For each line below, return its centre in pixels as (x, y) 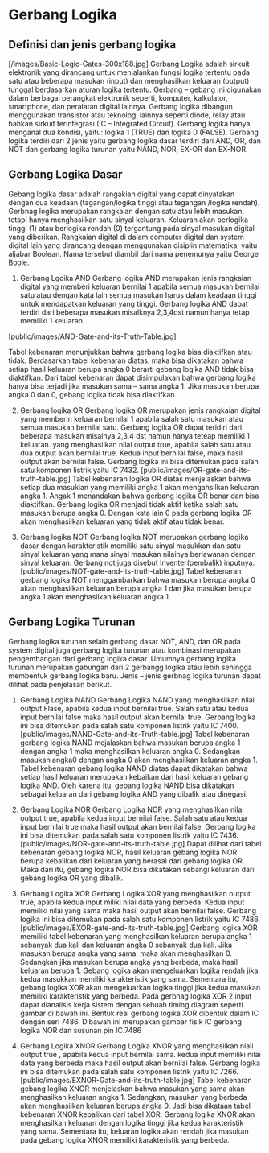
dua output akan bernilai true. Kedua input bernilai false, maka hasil (131, 453)
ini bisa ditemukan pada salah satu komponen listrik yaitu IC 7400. (129, 725)
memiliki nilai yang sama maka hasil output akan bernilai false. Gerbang (138, 910)
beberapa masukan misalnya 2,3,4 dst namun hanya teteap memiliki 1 (135, 435)
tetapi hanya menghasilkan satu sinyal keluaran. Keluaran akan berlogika (128, 220)
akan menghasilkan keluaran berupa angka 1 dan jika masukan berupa (136, 588)
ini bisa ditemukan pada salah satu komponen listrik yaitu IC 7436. (129, 835)
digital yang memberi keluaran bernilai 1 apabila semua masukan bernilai (140, 286)
